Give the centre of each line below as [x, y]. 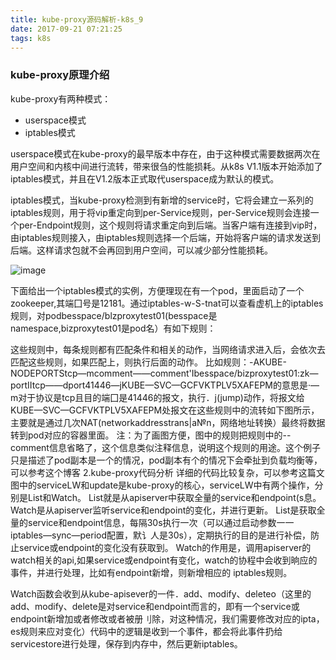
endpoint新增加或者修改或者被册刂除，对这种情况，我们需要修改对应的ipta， [167, 618]
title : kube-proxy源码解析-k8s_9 [77, 19]
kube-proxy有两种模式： [61, 98]
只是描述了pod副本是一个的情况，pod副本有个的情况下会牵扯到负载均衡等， [166, 460]
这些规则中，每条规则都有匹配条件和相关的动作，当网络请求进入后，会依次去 [168, 349]
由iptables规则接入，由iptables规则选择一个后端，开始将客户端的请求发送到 [165, 237]
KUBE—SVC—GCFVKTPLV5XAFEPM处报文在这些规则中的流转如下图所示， [165, 410]
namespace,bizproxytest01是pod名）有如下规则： [113, 328]
